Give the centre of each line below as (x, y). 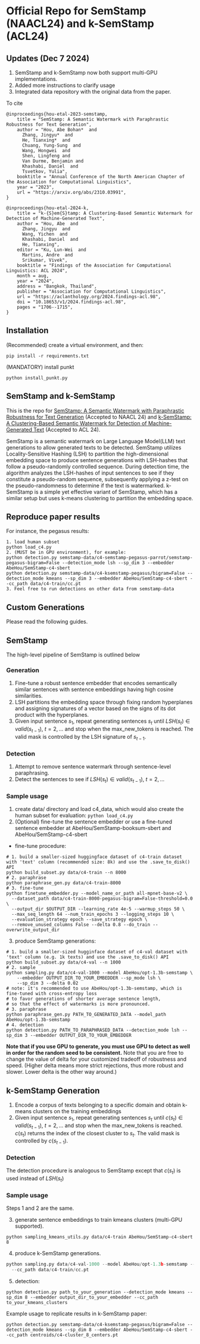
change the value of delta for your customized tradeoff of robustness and (96, 1059)
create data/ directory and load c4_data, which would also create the (99, 809)
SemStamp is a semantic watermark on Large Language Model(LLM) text (96, 441)
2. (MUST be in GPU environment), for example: (66, 553)
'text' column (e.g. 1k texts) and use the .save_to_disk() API (87, 957)
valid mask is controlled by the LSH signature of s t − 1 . (80, 737)
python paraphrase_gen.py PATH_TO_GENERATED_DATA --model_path (86, 1015)
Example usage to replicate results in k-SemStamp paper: (76, 1314)
